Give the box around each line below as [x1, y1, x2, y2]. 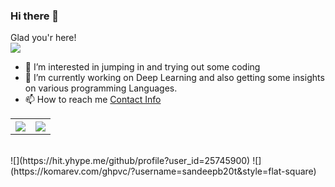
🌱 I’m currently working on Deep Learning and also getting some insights [24, 72, 325, 84]
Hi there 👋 [10, 9, 60, 23]
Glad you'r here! [10, 32, 77, 44]
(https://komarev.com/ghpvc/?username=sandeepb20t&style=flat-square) [10, 165, 317, 178]
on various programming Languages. [24, 82, 178, 94]
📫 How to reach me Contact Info [24, 94, 162, 106]
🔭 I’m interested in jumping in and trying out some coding [24, 61, 261, 73]
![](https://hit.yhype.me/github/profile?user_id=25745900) [10, 155, 251, 167]
